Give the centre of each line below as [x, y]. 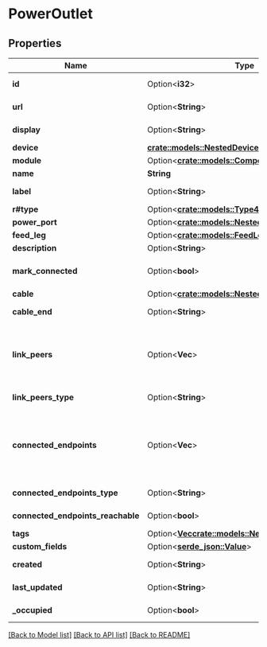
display [27, 130]
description [35, 248]
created [27, 564]
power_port [35, 222]
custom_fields [40, 546]
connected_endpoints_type [65, 493]
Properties [35, 43]
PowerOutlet [51, 14]
